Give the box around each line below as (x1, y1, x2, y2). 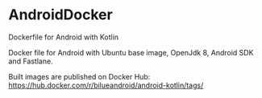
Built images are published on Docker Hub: (8, 71, 151, 81)
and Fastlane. (8, 56, 54, 66)
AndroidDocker (8, 6, 113, 24)
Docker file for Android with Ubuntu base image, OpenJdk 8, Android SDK (8, 47, 254, 57)
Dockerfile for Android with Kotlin (8, 32, 119, 42)
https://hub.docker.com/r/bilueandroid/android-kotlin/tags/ (8, 80, 204, 90)
